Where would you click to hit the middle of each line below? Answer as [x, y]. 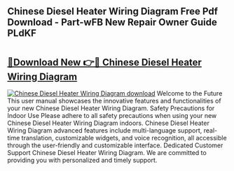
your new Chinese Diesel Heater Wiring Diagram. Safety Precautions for [111, 108]
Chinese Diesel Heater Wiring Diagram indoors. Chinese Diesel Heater [109, 123]
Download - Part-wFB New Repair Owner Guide [112, 23]
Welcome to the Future [190, 93]
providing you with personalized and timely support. [82, 160]
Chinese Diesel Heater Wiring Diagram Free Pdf [113, 12]
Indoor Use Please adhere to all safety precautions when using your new [112, 116]
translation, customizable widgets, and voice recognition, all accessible [124, 138]
